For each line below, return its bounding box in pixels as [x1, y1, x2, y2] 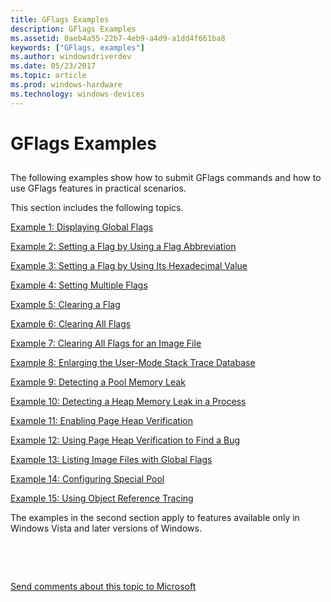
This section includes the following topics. [10, 202, 184, 214]
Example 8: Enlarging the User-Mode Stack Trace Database [10, 357, 256, 369]
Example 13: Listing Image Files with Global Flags [10, 454, 213, 466]
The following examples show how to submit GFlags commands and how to [10, 172, 322, 184]
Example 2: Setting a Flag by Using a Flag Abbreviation [10, 241, 237, 253]
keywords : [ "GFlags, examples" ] [10, 42, 145, 53]
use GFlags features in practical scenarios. [10, 182, 187, 195]
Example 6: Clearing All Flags [10, 318, 132, 330]
